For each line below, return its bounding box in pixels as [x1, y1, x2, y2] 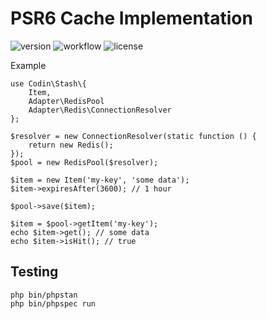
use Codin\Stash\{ [10, 78, 87, 89]
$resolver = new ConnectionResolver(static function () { [10, 131, 257, 141]
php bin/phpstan [10, 290, 78, 300]
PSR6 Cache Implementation [10, 7, 253, 30]
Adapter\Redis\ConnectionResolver [28, 105, 172, 115]
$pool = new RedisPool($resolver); [10, 157, 159, 167]
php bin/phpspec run [10, 298, 97, 309]
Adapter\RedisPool [28, 96, 105, 106]
